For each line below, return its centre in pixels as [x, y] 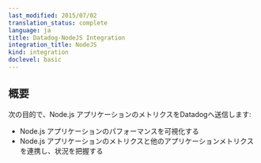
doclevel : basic [35, 60]
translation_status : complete [58, 23]
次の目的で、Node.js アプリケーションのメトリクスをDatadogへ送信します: [130, 114]
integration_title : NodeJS [53, 45]
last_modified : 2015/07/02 [53, 15]
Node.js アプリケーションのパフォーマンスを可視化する [109, 131]
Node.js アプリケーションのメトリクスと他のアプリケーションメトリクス [137, 141]
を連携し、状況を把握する [61, 150]
